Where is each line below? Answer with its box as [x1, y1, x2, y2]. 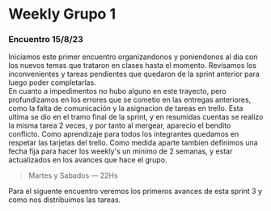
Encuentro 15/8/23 [8, 34, 83, 45]
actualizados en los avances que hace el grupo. [8, 155, 167, 165]
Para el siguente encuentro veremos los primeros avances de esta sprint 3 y [8, 187, 263, 196]
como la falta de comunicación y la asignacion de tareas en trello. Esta [8, 103, 243, 113]
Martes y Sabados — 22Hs [28, 171, 119, 180]
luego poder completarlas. [8, 78, 97, 87]
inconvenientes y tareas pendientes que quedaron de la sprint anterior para [8, 70, 260, 79]
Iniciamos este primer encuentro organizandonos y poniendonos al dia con [8, 52, 258, 61]
